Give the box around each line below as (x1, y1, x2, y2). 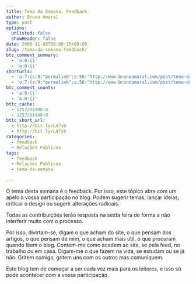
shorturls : (6, 69, 33, 74)
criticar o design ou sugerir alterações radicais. (6, 200, 120, 207)
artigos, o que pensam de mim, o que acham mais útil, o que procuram (6, 235, 176, 242)
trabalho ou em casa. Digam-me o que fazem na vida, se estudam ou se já (6, 248, 185, 255)
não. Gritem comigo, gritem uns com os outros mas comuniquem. (6, 254, 164, 261)
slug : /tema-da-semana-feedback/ (6, 47, 87, 53)
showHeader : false (11, 36, 57, 42)
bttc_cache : (6, 101, 35, 107)
